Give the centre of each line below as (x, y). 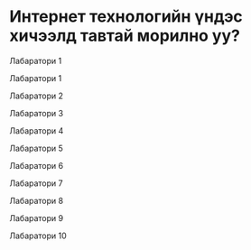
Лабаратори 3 (37, 113)
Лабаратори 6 (37, 165)
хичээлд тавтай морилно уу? (125, 36)
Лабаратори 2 (37, 96)
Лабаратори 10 (38, 236)
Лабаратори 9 (37, 218)
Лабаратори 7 (36, 183)
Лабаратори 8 (37, 200)
